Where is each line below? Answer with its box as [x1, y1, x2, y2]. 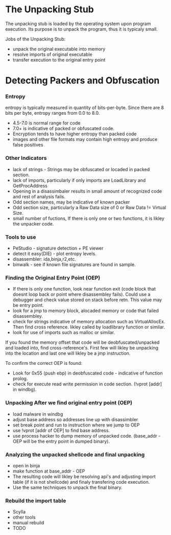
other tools [12, 514, 36, 521]
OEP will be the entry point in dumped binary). [12, 438, 110, 444]
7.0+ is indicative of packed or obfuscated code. [12, 126, 115, 132]
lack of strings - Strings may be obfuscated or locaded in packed [12, 166, 150, 172]
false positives [12, 142, 43, 148]
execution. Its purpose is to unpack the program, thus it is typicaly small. [5, 26, 158, 32]
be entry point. [12, 302, 44, 308]
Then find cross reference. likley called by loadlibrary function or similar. [12, 324, 165, 330]
